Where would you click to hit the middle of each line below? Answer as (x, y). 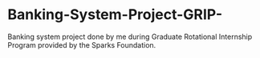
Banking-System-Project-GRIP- (115, 15)
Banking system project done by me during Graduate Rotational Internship (130, 37)
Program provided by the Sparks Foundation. (82, 44)
